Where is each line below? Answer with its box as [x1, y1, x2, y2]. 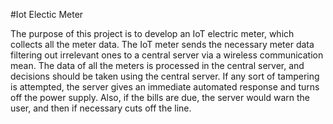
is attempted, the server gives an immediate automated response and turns [10, 81, 320, 93]
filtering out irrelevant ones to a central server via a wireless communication [10, 49, 324, 61]
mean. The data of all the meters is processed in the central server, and [10, 60, 305, 71]
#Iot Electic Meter [10, 9, 84, 20]
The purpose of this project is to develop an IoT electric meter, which [10, 28, 295, 39]
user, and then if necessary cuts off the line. [10, 102, 192, 114]
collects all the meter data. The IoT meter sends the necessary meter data [10, 39, 315, 50]
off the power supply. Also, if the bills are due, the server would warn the [10, 92, 310, 103]
